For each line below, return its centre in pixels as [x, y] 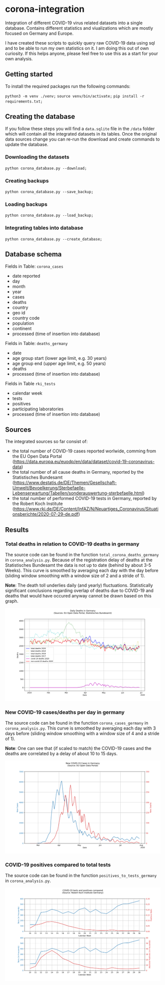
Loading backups [26, 204]
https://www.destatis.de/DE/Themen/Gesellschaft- [66, 483]
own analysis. [19, 58]
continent [22, 328]
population [23, 323]
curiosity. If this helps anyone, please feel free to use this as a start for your [82, 53]
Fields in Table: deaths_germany [36, 343]
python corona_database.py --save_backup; [49, 192]
